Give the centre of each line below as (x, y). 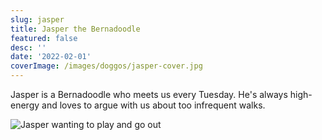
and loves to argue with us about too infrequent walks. (153, 105)
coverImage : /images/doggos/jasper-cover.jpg (106, 66)
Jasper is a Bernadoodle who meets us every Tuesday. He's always (149, 94)
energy (25, 105)
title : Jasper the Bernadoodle (75, 29)
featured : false (44, 38)
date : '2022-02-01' (51, 57)
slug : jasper (37, 19)
